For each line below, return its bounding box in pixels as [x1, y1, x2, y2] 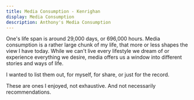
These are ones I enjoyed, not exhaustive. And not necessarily [6, 83, 156, 90]
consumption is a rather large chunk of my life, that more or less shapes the [6, 41, 188, 48]
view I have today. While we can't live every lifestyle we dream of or [6, 48, 169, 55]
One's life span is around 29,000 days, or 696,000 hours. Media [6, 35, 161, 42]
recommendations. [6, 88, 51, 96]
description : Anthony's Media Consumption [6, 19, 111, 25]
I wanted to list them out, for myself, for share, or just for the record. [6, 71, 169, 78]
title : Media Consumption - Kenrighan [6, 8, 101, 15]
